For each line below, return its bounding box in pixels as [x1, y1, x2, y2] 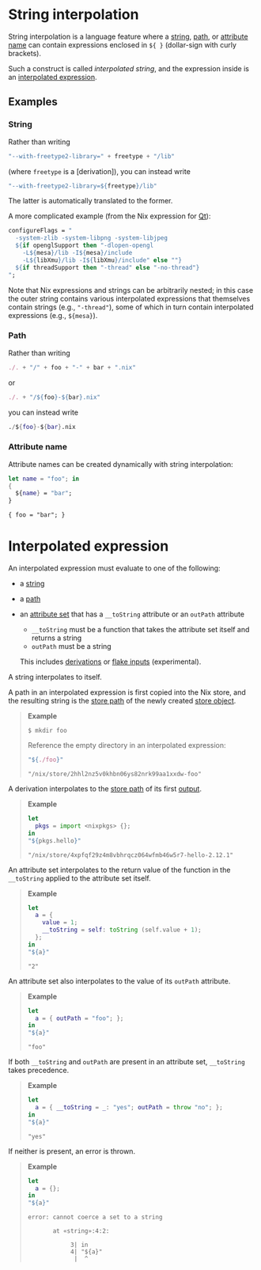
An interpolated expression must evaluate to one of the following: [8, 563, 221, 573]
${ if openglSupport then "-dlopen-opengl [15, 241, 154, 250]
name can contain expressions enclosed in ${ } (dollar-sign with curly [8, 40, 237, 49]
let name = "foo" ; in [8, 475, 80, 483]
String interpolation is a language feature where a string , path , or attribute [8, 32, 248, 41]
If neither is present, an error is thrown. [8, 1146, 136, 1156]
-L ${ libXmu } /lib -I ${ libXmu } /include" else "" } [22, 256, 182, 264]
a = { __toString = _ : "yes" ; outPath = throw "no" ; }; [35, 1104, 223, 1112]
